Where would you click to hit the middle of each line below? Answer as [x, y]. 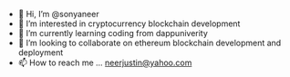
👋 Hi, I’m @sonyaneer [58, 14]
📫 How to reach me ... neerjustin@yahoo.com [105, 63]
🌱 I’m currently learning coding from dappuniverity [113, 33]
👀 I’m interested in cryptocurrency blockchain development [129, 24]
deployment [41, 53]
